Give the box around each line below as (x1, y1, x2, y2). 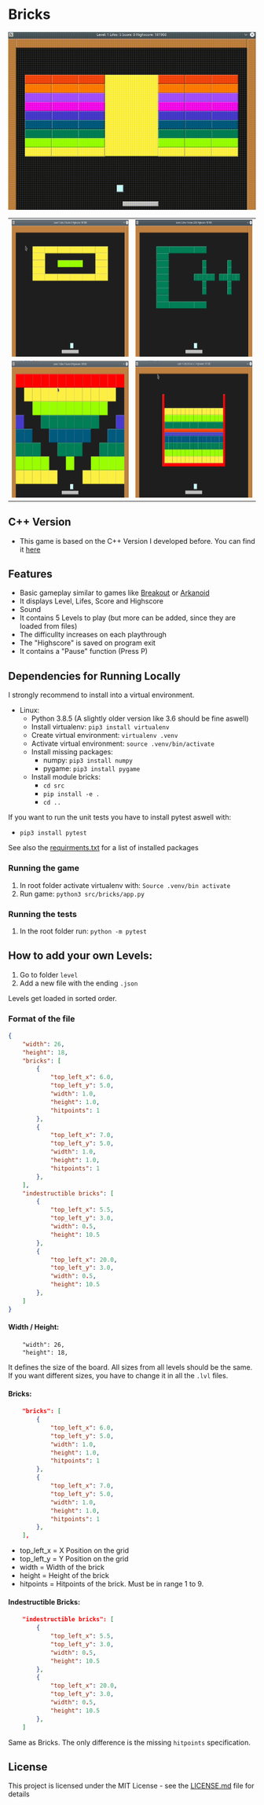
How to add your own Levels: (8, 949, 153, 963)
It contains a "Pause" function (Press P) (19, 647, 148, 656)
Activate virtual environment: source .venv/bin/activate (31, 739, 214, 748)
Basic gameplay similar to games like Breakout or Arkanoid (19, 588, 210, 598)
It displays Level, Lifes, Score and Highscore (19, 596, 163, 606)
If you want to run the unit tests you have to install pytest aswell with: (8, 813, 232, 822)
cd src (42, 782, 65, 791)
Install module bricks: (31, 772, 101, 782)
